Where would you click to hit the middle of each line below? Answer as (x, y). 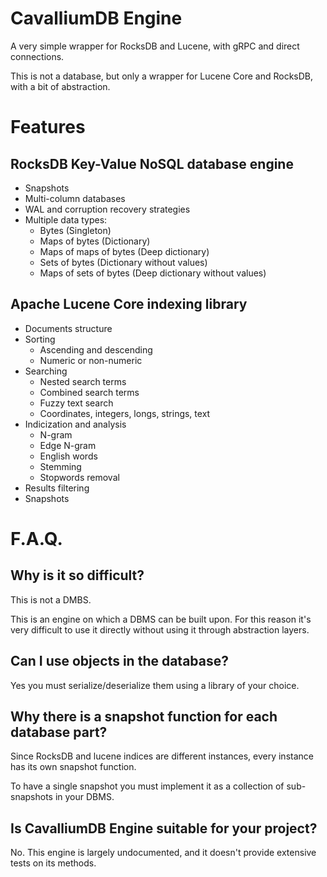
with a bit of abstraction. (60, 86)
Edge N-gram (68, 445)
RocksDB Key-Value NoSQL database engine (152, 163)
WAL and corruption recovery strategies (107, 209)
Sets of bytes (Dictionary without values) (123, 262)
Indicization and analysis (75, 424)
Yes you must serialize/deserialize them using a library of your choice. (155, 685)
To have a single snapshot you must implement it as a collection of (147, 786)
